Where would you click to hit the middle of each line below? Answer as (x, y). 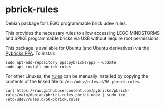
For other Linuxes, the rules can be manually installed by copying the (77, 76)
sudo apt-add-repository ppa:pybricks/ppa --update (61, 62)
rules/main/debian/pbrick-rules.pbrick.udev (53, 95)
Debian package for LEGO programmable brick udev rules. (66, 23)
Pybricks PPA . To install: (30, 53)
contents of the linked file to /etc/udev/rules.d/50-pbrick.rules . (73, 81)
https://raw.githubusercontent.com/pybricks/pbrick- (73, 91)
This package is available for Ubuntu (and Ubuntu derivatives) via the (77, 48)
